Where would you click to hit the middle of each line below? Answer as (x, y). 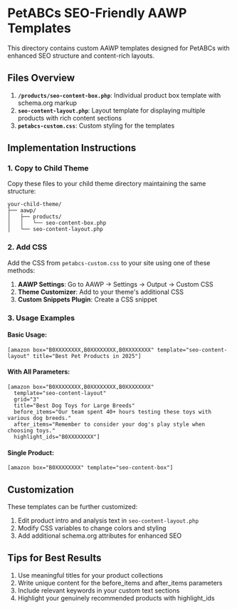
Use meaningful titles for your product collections (90, 575)
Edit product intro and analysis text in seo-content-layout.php (108, 521)
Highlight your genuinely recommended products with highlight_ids (116, 598)
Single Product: (31, 452)
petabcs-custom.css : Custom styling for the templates (96, 126)
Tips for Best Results (54, 558)
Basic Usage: (27, 335)
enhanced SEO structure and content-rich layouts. (81, 56)
